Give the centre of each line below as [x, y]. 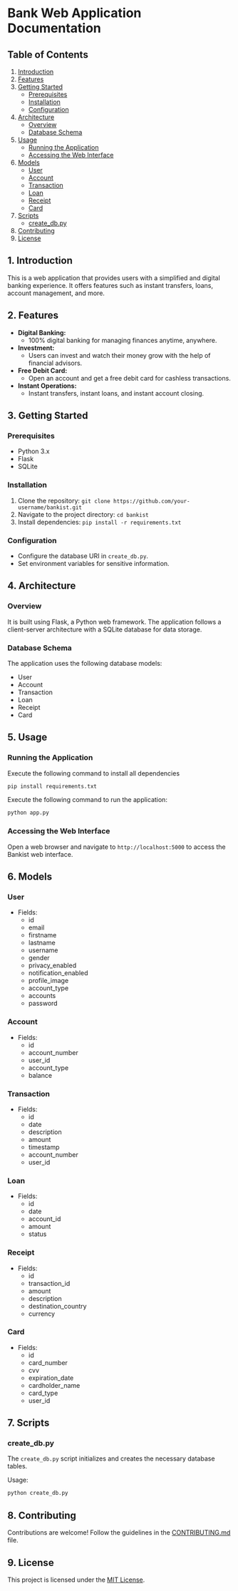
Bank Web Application [74, 13]
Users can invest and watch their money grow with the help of [120, 355]
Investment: [36, 348]
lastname [42, 943]
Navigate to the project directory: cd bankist [83, 514]
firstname [42, 935]
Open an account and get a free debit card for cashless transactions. [130, 378]
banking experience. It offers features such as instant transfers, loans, [110, 285]
